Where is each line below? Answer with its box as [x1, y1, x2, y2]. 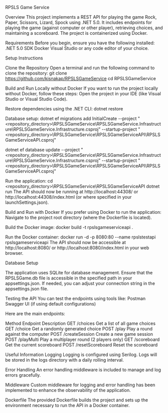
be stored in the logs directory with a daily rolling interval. [5, 357, 124, 363]
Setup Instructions [5, 55, 44, 61]
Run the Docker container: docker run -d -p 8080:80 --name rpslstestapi [5, 234, 156, 240]
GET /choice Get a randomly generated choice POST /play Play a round [5, 326, 153, 332]
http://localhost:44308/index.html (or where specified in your [5, 194, 132, 200]
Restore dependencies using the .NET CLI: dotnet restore [5, 106, 123, 111]
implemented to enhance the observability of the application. [5, 387, 131, 393]
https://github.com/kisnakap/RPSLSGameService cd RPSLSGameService [5, 76, 156, 81]
